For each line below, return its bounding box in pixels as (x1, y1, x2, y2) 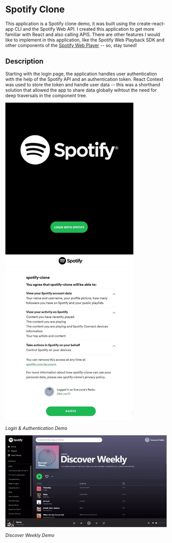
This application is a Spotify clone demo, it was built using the (5, 20, 136, 27)
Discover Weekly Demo (5, 532, 55, 538)
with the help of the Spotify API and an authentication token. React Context (5, 76, 164, 82)
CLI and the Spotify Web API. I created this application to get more (14, 26, 155, 32)
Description (5, 57, 44, 66)
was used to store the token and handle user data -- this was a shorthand (5, 81, 160, 87)
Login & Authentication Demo (5, 425, 68, 432)
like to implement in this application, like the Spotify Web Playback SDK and (5, 37, 165, 43)
